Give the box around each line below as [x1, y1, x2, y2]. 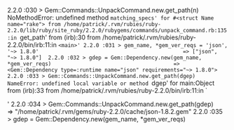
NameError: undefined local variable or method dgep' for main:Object [7, 79, 215, 87]
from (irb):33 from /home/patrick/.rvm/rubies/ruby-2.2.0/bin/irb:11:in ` [7, 86, 208, 94]
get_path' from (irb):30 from [20, 33, 102, 41]
